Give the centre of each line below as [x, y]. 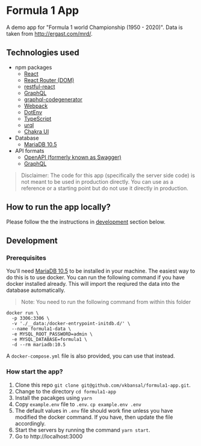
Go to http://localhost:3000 [49, 436]
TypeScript [38, 118]
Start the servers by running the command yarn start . [82, 430]
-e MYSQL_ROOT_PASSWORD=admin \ [52, 334]
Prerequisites [26, 257]
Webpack [36, 106]
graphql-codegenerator [53, 99]
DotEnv [33, 112]
